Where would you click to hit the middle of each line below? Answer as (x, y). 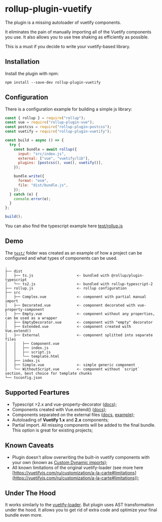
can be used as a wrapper (31, 318)
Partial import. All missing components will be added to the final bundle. (84, 425)
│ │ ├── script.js (28, 352)
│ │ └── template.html (32, 356)
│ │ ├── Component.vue (32, 343)
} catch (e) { (24, 194)
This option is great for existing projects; (52, 430)
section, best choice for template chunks (49, 373)
